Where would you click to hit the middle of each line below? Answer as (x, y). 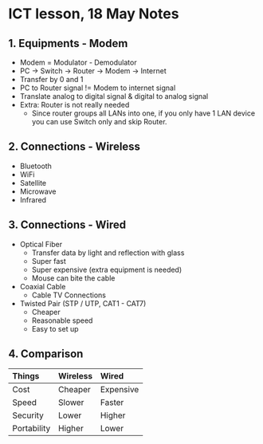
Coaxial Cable (43, 286)
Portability (31, 429)
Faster (112, 403)
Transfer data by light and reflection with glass (108, 253)
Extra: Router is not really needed (75, 105)
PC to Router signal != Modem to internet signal (98, 88)
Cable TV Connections (69, 295)
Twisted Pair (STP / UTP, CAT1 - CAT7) (83, 303)
